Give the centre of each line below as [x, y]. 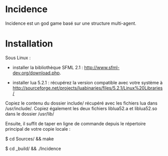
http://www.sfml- [102, 67]
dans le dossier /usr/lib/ [30, 114]
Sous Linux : [18, 58]
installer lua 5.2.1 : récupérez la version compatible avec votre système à [88, 82]
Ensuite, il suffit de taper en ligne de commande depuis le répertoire [75, 123]
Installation [29, 44]
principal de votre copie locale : [38, 129]
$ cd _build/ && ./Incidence [33, 148]
